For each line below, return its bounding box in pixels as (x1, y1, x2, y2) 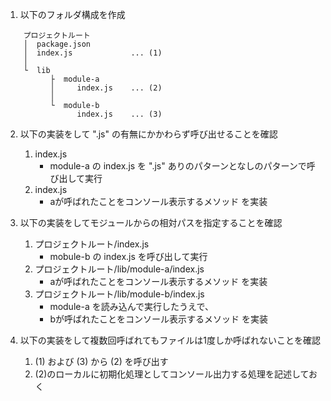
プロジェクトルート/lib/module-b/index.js (34, 288, 205, 300)
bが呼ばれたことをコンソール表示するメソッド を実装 (49, 313, 268, 325)
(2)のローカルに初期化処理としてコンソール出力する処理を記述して (34, 368, 310, 380)
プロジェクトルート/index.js (34, 238, 150, 250)
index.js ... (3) (76, 109, 163, 119)
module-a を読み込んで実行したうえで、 (49, 301, 215, 312)
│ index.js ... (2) (49, 83, 163, 93)
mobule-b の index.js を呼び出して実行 (49, 251, 208, 262)
